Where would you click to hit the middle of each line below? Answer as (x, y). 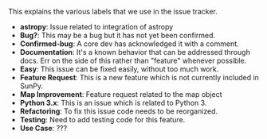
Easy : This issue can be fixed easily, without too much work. (119, 69)
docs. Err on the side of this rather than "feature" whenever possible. (133, 60)
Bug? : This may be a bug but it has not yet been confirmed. (118, 35)
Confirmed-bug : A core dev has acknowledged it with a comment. (129, 44)
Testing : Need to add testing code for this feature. (102, 120)
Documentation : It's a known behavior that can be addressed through (135, 52)
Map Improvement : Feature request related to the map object (121, 94)
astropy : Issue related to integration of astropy (96, 27)
